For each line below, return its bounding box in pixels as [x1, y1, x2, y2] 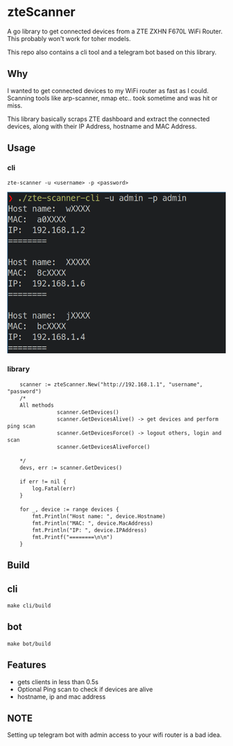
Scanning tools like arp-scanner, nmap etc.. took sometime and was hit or [7, 94, 218, 102]
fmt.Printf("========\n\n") [32, 534, 113, 541]
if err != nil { [19, 478, 67, 485]
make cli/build [7, 602, 51, 609]
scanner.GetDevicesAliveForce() [56, 443, 150, 450]
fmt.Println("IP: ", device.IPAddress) [32, 527, 148, 534]
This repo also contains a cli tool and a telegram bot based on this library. [7, 48, 217, 56]
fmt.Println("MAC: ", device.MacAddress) [32, 520, 154, 527]
